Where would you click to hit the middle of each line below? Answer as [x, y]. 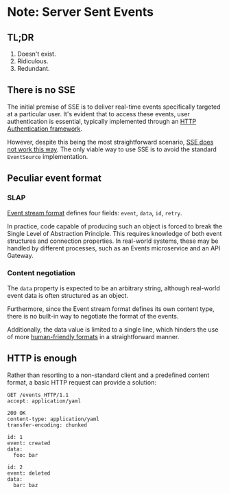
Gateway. [21, 255]
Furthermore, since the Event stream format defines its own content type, [111, 309]
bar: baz [26, 485]
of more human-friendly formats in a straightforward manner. [93, 336]
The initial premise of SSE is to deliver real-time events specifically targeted [114, 107]
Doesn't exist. [36, 54]
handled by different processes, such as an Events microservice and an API [114, 248]
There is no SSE [41, 90]
